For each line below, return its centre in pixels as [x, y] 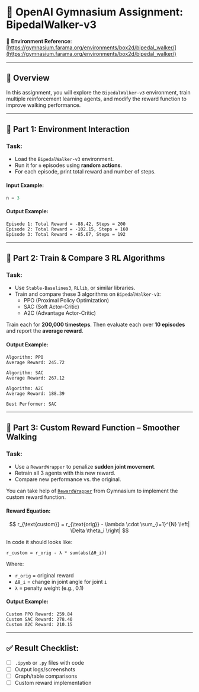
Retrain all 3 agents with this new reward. [65, 473]
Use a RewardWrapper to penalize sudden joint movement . [85, 467]
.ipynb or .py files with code [49, 662]
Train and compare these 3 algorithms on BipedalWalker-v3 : [88, 294]
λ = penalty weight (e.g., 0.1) [49, 588]
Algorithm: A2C [25, 388]
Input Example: [25, 185]
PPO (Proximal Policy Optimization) [66, 301]
